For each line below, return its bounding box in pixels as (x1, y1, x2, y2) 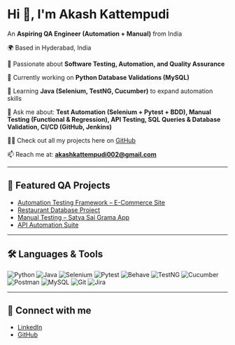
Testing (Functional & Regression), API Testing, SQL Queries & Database (7, 115, 221, 123)
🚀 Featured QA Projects (7, 180, 111, 192)
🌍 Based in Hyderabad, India (7, 43, 92, 52)
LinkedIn (17, 323, 43, 332)
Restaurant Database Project (17, 206, 100, 214)
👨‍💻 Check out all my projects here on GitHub (7, 136, 136, 144)
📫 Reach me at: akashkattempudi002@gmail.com (7, 150, 157, 158)
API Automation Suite (17, 220, 79, 229)
